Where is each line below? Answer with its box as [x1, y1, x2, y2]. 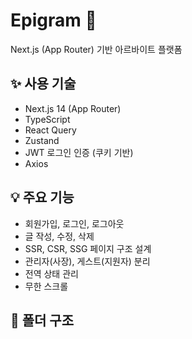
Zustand [24, 134, 60, 146]
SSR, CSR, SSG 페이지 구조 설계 [24, 242, 152, 254]
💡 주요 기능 [10, 189, 75, 206]
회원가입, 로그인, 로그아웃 [24, 217, 125, 229]
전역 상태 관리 [24, 267, 79, 279]
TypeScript [24, 113, 71, 125]
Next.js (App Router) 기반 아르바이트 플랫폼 [10, 43, 183, 55]
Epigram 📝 [10, 9, 97, 32]
